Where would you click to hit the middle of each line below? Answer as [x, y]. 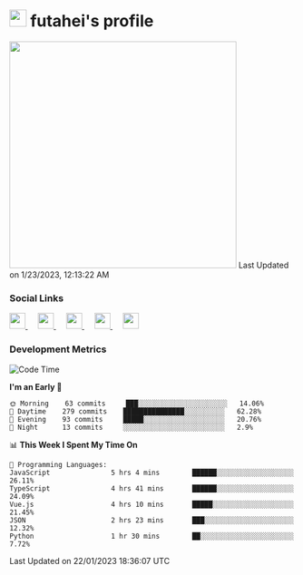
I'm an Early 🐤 [36, 386]
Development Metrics [58, 349]
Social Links [37, 297]
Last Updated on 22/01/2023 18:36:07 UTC [90, 560]
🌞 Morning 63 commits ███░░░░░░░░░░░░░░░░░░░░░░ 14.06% [137, 404]
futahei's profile [92, 21]
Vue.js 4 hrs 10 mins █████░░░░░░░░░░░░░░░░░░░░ [152, 504]
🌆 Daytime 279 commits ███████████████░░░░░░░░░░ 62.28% [135, 411]
